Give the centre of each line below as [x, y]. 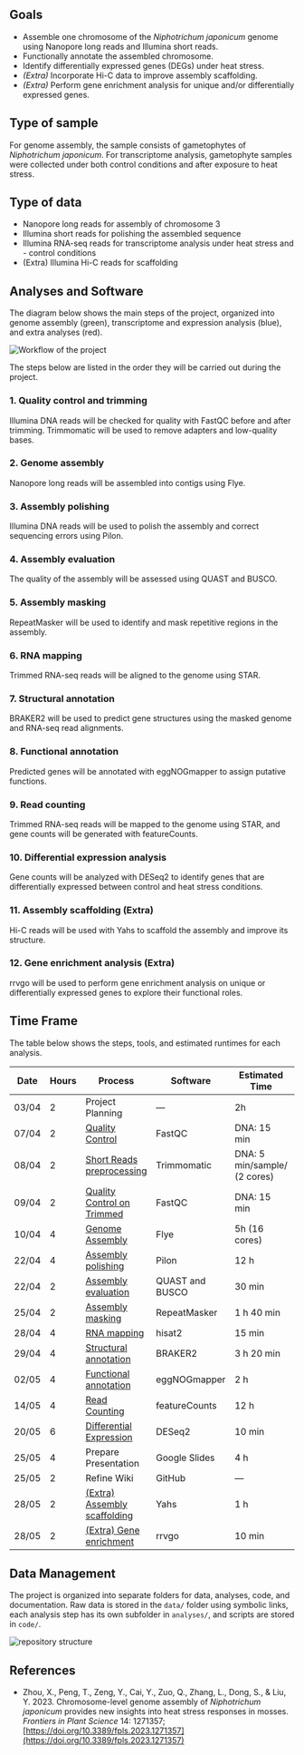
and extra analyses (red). [56, 332]
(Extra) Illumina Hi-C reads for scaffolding [100, 263]
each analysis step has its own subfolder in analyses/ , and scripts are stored [152, 1614]
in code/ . [25, 1624]
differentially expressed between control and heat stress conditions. [136, 887]
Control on [108, 1203]
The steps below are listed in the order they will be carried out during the [145, 367]
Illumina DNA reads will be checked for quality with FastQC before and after [150, 420]
